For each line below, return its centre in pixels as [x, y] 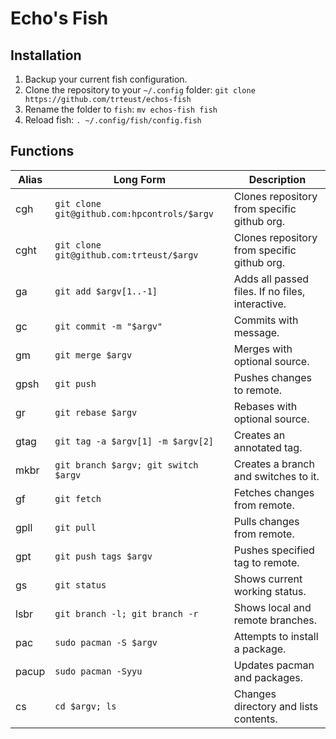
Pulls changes [266, 521]
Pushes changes [273, 377]
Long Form [140, 179]
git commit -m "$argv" [108, 326]
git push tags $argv [103, 556]
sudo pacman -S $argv [106, 642]
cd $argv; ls [85, 706]
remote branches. [275, 620]
